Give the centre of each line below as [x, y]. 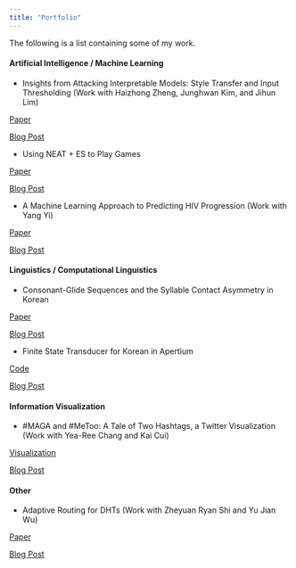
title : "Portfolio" [45, 17]
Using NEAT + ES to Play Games [81, 153]
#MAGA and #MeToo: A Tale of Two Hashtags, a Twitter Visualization [149, 426]
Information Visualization [57, 406]
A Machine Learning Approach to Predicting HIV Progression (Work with [155, 205]
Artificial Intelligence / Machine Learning [86, 63]
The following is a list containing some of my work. [103, 43]
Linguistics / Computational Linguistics [83, 270]
